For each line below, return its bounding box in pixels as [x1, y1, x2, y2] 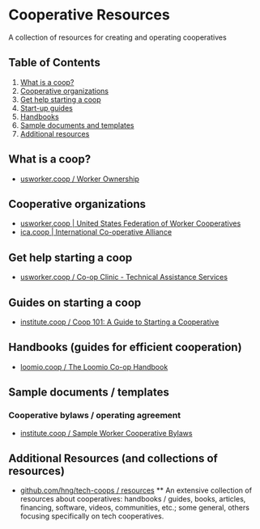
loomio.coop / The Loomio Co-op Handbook [19, 362, 168, 371]
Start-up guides [19, 103, 73, 112]
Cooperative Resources [8, 6, 170, 24]
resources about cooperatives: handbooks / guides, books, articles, [19, 494, 246, 504]
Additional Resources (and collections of [8, 451, 219, 465]
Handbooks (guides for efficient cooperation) [8, 341, 242, 354]
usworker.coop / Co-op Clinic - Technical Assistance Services [19, 273, 228, 282]
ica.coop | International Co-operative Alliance [19, 227, 173, 237]
